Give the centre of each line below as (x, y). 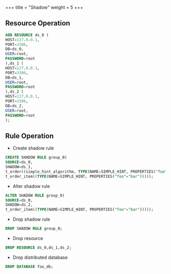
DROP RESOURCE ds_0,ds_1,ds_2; (38, 248)
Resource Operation (38, 23)
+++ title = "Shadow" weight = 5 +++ (44, 7)
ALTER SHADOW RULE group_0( (35, 195)
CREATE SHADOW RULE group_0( (36, 158)
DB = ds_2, (15, 106)
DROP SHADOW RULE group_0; (34, 229)
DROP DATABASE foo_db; (29, 266)
